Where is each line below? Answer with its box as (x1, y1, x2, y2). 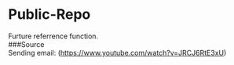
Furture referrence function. (8, 31, 99, 41)
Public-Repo (8, 5, 91, 23)
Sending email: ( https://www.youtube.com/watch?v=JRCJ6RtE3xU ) (8, 48, 227, 57)
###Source (8, 39, 45, 49)
